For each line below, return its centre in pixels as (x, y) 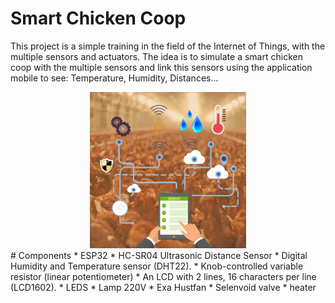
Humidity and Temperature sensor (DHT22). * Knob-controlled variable (157, 266)
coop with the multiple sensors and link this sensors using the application (161, 67)
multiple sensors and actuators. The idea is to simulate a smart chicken (156, 56)
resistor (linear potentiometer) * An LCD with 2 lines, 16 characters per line (163, 276)
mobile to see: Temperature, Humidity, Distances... (114, 78)
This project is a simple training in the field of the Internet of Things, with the (168, 46)
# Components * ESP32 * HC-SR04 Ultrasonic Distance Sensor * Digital (159, 255)
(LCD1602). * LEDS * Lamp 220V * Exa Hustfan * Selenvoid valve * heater (163, 287)
